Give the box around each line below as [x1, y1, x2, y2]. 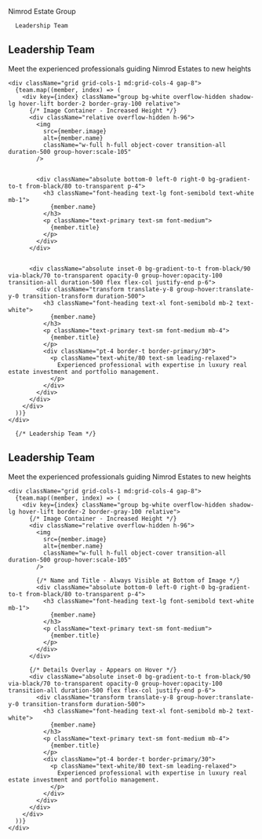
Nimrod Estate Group [8, 7, 76, 16]
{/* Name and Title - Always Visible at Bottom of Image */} [36, 577, 241, 584]
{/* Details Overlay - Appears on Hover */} [28, 665, 177, 674]
